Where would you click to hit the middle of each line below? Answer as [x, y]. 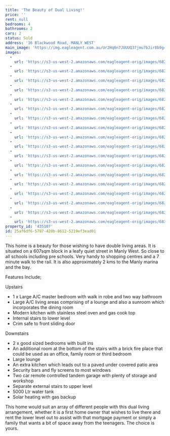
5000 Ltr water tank [33, 391]
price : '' [16, 15]
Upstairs [14, 287]
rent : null [17, 19]
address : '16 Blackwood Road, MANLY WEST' [51, 43]
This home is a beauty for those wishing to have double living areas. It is [80, 246]
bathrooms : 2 [19, 29]
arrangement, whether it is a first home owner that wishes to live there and [83, 412]
